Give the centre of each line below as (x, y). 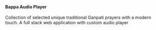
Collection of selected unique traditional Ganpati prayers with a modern (78, 17)
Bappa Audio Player (26, 7)
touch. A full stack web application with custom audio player (67, 23)
